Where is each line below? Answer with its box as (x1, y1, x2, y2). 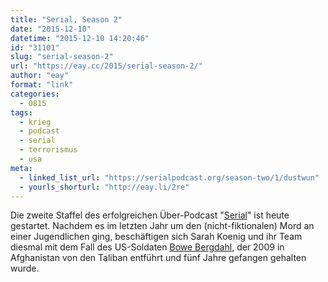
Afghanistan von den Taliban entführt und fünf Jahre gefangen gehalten (10, 252, 307, 264)
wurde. (10, 262, 40, 275)
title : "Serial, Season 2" (10, 14, 123, 25)
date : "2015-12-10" (10, 24, 92, 34)
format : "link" (10, 80, 74, 90)
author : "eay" (10, 71, 70, 81)
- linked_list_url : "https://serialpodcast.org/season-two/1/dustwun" (19, 172, 320, 183)
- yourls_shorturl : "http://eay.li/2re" (19, 182, 190, 192)
